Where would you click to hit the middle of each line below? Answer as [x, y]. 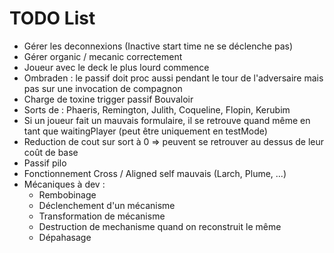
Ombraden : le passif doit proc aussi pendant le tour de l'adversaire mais [173, 78]
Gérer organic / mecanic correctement [103, 56]
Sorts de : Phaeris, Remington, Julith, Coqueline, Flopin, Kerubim [157, 109]
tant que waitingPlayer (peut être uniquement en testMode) [145, 131]
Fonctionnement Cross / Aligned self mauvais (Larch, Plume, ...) [155, 173]
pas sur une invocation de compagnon [103, 88]
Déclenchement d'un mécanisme [107, 205]
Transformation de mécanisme [102, 216]
